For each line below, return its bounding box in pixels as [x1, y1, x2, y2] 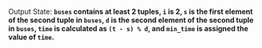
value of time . [8, 32, 54, 42]
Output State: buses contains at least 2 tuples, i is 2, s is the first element [8, 7, 253, 16]
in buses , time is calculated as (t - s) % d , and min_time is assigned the [8, 24, 248, 33]
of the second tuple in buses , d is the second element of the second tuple [8, 15, 254, 25]
